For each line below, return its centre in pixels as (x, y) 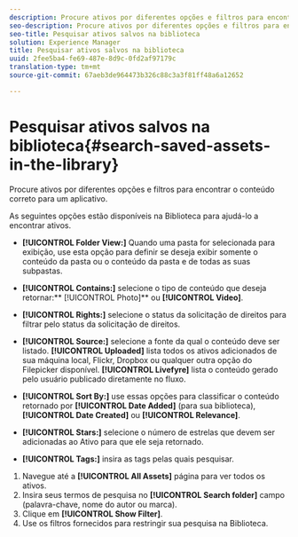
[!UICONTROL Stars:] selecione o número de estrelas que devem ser (148, 432)
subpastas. (42, 271)
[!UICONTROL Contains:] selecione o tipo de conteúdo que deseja (144, 288)
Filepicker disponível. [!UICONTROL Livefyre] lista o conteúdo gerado (150, 369)
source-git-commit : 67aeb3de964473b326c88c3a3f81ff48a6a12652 (126, 75)
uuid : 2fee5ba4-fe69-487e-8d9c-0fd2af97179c (93, 59)
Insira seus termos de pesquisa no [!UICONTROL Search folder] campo (153, 494)
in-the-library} (64, 164)
